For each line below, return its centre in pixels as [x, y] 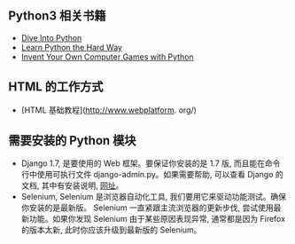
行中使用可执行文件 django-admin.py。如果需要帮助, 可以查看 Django [147, 175]
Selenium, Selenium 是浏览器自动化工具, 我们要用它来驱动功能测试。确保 [154, 197]
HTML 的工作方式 [56, 87]
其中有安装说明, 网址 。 [82, 185]
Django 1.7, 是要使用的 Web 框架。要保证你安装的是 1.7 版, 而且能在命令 [151, 163]
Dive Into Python [51, 37]
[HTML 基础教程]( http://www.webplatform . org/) [109, 110]
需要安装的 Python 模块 [72, 141]
